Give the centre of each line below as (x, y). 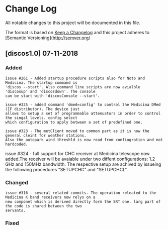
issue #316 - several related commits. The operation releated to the (81, 193)
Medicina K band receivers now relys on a (50, 197)
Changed (17, 182)
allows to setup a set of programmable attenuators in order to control (83, 113)
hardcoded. (17, 144)
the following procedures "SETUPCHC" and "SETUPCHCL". (67, 169)
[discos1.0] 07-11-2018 (42, 53)
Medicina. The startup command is (41, 83)
